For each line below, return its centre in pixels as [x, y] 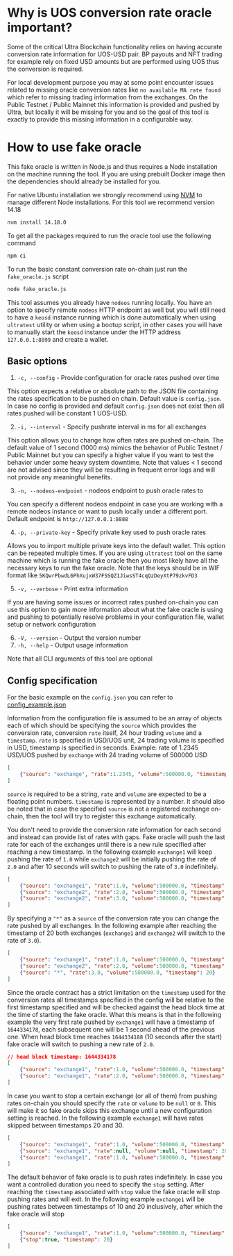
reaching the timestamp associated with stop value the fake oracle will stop [114, 1192]
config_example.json [37, 705]
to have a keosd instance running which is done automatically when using [112, 317]
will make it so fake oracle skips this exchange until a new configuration [110, 1110]
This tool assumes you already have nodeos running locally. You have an [110, 302]
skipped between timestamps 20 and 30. [66, 1125]
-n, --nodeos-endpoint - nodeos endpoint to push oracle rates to [110, 490]
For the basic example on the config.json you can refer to [90, 697]
